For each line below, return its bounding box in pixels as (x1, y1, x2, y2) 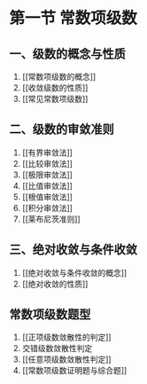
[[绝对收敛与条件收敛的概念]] (21, 267, 128, 278)
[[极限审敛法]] (21, 169, 73, 180)
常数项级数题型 (9, 307, 91, 322)
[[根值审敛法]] (21, 192, 73, 202)
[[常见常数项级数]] (21, 94, 89, 104)
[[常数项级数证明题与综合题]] (21, 365, 128, 376)
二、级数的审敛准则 (9, 121, 114, 137)
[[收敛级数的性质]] (21, 82, 89, 93)
